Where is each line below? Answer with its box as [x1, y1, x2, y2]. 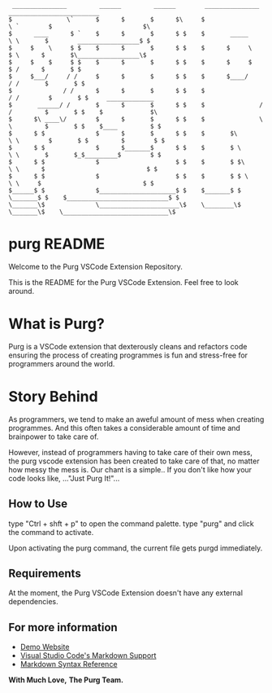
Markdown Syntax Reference [19, 660, 118, 669]
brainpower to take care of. [8, 432, 99, 441]
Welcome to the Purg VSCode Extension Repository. [8, 261, 183, 271]
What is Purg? [8, 315, 106, 333]
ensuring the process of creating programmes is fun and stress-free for [8, 350, 248, 360]
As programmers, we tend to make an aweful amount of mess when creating [8, 414, 265, 424]
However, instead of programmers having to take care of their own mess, [8, 447, 253, 457]
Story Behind [8, 388, 99, 406]
